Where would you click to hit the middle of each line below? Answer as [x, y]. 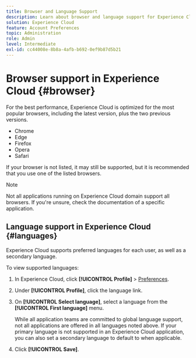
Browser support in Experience [83, 78]
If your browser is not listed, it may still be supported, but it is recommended [98, 167]
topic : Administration [34, 33]
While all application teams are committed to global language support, [99, 319]
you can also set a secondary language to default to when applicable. [98, 338]
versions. [17, 119]
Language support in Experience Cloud [78, 227]
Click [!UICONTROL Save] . [47, 349]
